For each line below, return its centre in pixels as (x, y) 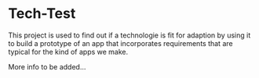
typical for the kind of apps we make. (68, 51)
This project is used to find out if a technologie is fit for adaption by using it (129, 35)
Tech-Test (42, 14)
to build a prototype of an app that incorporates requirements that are (120, 43)
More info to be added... (47, 66)
